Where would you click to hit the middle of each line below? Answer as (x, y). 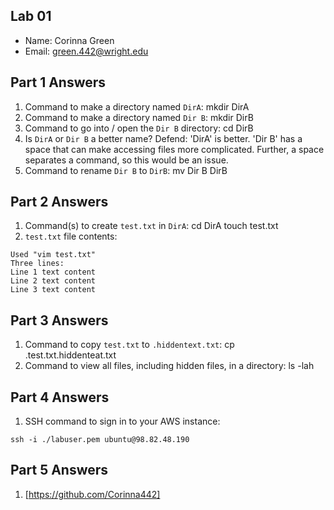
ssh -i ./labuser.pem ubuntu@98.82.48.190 (100, 440)
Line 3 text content (53, 290)
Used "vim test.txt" (53, 255)
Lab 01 (31, 16)
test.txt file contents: (71, 236)
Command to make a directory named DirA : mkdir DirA (137, 106)
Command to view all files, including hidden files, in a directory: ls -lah (169, 366)
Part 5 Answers (59, 470)
